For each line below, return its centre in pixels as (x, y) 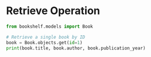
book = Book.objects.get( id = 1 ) (44, 42)
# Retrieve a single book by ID (46, 37)
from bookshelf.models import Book (50, 26)
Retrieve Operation (53, 11)
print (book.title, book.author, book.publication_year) (76, 48)
